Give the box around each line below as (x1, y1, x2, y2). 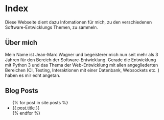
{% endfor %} (12, 110, 41, 116)
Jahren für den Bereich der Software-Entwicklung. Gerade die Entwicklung (5, 57, 156, 63)
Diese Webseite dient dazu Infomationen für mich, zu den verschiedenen (5, 19, 152, 25)
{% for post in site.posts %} (12, 99, 69, 105)
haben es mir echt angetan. (5, 72, 61, 78)
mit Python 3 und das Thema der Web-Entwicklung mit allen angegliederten (5, 62, 158, 68)
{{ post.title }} (12, 105, 40, 111)
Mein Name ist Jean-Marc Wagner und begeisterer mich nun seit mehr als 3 (5, 51, 158, 57)
